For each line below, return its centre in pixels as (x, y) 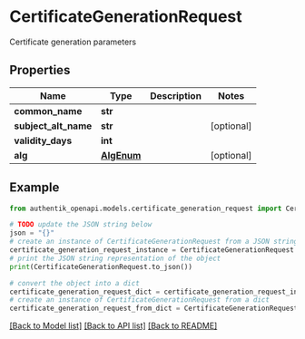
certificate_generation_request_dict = (85, 292)
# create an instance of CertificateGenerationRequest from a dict (140, 300)
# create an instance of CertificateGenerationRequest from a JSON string (154, 242)
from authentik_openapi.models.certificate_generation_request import (146, 208)
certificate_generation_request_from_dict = (95, 309)
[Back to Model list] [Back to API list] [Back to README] (113, 326)
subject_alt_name (53, 126)
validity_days (43, 140)
